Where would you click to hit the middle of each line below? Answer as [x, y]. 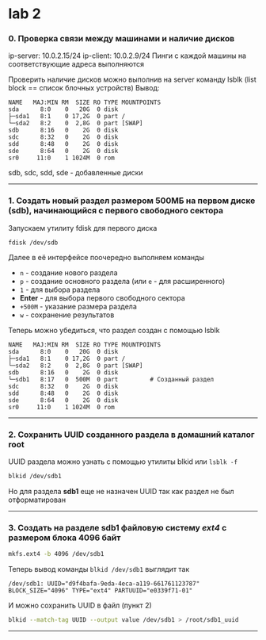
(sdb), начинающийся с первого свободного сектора [116, 211]
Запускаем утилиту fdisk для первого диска [83, 228]
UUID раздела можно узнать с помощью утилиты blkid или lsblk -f [123, 462]
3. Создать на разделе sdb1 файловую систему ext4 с [118, 527]
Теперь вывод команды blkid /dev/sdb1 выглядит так [99, 569]
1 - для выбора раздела [60, 289]
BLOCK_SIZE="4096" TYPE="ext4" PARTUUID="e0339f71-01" [101, 591]
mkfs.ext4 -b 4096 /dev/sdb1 [56, 554]
